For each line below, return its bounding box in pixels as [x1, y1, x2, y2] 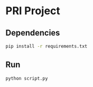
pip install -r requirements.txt [5, 43, 88, 49]
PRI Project [5, 4, 61, 18]
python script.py [5, 75, 48, 81]
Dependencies [5, 28, 60, 38]
